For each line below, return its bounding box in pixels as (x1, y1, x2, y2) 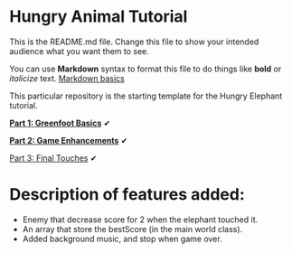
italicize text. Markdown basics (9, 72, 125, 83)
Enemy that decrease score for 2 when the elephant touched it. (22, 214, 259, 225)
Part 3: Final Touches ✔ (9, 152, 98, 164)
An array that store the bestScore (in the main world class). (22, 223, 243, 234)
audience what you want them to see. (9, 45, 149, 56)
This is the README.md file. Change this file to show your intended (9, 36, 259, 47)
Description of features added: (9, 184, 246, 205)
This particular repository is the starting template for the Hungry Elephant (9, 90, 283, 101)
